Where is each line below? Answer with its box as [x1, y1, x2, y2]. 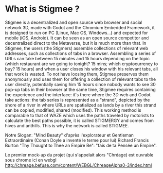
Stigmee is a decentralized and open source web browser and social [5, 19, 143, 25]
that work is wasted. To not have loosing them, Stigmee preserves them [5, 71, 149, 77]
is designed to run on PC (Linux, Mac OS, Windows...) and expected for [5, 30, 148, 35]
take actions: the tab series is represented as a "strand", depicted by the [5, 97, 150, 103]
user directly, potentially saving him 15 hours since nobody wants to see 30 [5, 81, 156, 87]
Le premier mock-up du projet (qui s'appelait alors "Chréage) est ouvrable [5, 152, 154, 157]
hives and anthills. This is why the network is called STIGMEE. [5, 122, 129, 128]
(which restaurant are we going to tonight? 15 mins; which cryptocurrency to [5, 61, 158, 67]
